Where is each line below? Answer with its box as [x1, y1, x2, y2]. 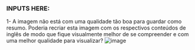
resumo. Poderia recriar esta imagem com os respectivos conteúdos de [6, 24, 186, 31]
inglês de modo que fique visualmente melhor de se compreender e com [6, 31, 189, 38]
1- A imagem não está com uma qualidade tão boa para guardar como [6, 18, 182, 25]
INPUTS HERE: [6, 4, 50, 13]
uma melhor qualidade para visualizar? [6, 37, 104, 45]
